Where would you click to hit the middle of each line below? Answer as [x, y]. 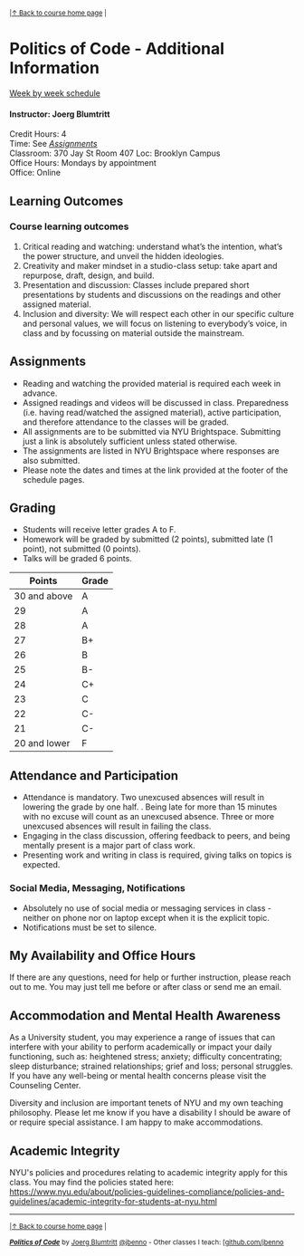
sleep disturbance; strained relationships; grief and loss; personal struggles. [152, 1066]
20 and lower [42, 743]
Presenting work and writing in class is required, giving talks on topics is [157, 855]
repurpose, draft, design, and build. [89, 275]
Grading [33, 508]
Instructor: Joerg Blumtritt [60, 114]
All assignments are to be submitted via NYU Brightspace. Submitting [152, 431]
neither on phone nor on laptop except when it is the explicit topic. [146, 917]
